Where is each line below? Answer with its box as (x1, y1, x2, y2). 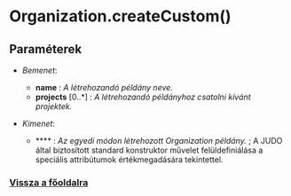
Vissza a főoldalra (9, 176, 89, 188)
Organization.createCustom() (9, 6, 232, 27)
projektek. (35, 101, 73, 112)
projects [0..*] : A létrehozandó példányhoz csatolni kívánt (35, 91, 251, 102)
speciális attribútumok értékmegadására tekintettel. (35, 154, 224, 165)
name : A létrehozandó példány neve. (35, 82, 173, 92)
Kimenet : (21, 118, 56, 129)
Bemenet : (21, 65, 58, 75)
